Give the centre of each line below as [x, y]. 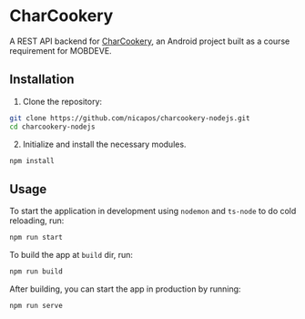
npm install [32, 160]
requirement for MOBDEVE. [61, 50]
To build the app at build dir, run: [71, 255]
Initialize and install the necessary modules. [104, 144]
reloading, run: [37, 221]
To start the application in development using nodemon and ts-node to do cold [153, 211]
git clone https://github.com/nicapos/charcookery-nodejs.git [130, 118]
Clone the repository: [62, 101]
